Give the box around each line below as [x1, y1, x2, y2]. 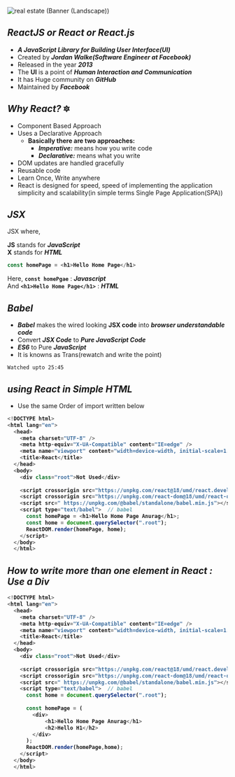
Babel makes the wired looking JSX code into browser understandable [17, 321, 225, 329]
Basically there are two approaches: [27, 136, 135, 145]
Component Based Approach [17, 121, 101, 129]
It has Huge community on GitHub [17, 75, 117, 83]
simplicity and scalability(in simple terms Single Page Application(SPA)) [17, 188, 223, 197]
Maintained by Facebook [17, 83, 90, 91]
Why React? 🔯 [7, 103, 70, 115]
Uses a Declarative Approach [17, 129, 102, 137]
